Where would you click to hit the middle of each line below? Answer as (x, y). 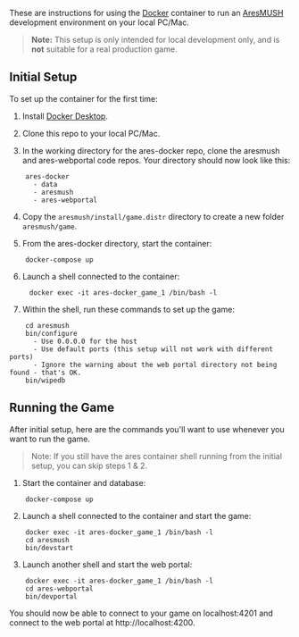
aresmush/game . (50, 226)
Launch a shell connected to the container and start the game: (137, 515)
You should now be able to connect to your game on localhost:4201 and (141, 613)
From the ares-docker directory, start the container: (117, 243)
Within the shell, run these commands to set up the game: (128, 309)
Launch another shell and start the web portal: (107, 564)
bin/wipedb (46, 380)
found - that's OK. (46, 373)
